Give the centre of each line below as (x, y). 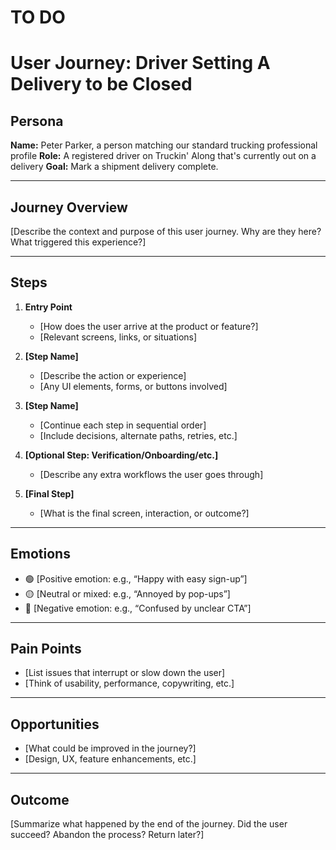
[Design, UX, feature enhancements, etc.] (110, 759)
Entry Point (48, 307)
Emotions (40, 554)
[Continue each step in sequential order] (123, 425)
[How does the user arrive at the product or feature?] (149, 326)
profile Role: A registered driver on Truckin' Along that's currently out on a (163, 156)
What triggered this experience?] (78, 242)
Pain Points (46, 649)
